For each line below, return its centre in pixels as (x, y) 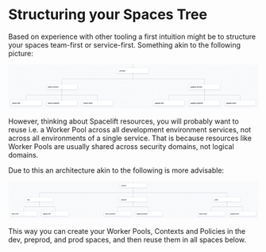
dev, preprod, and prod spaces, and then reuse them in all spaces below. (127, 239)
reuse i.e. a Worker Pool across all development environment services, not (130, 129)
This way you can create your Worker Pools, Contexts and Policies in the (127, 231)
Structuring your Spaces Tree (108, 15)
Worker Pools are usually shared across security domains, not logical (121, 146)
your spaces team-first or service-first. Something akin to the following (124, 44)
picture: (21, 53)
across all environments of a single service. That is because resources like (130, 138)
